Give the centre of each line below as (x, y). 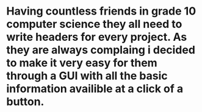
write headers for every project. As (97, 37)
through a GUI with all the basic (87, 76)
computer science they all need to (94, 24)
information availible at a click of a (95, 89)
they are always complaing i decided (101, 50)
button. (25, 102)
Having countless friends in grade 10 (101, 11)
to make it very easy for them (82, 63)
